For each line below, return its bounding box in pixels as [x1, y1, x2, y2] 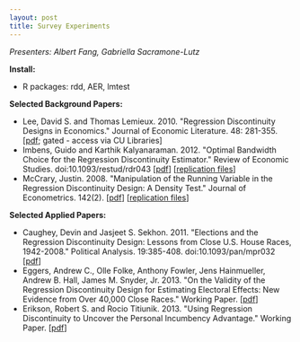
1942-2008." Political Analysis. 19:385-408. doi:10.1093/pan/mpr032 [22, 246, 276, 257]
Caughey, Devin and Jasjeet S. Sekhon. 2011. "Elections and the [22, 226, 259, 238]
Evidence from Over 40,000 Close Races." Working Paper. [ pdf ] [22, 294, 259, 304]
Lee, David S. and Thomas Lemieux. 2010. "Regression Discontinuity [22, 116, 276, 127]
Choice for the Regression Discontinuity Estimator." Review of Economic [22, 153, 289, 164]
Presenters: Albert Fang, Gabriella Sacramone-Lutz [9, 46, 200, 57]
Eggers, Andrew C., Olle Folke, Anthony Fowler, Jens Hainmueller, [22, 265, 266, 276]
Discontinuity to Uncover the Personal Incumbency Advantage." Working [22, 312, 292, 323]
